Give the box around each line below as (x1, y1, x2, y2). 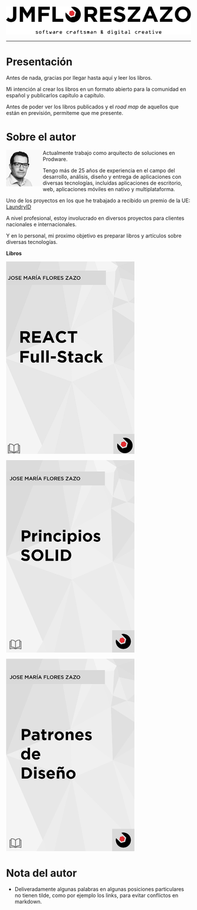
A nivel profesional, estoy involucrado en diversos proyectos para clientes (6, 215, 185, 222)
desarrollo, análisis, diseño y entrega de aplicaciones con (43, 174, 182, 181)
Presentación (6, 55, 73, 68)
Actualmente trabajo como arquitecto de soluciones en (43, 150, 175, 157)
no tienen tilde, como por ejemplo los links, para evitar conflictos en (14, 892, 179, 899)
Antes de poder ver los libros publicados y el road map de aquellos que (6, 103, 179, 110)
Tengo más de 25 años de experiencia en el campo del (43, 167, 175, 174)
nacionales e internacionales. (6, 221, 77, 228)
